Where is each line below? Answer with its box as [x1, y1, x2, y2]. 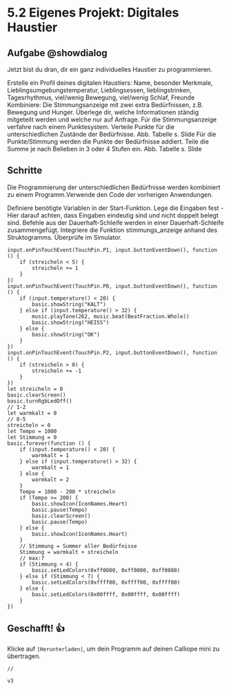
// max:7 [19, 555, 45, 562]
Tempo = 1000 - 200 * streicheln [19, 488, 116, 495]
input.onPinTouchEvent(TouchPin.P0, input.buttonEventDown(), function [7, 282, 217, 289]
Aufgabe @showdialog [7, 47, 108, 59]
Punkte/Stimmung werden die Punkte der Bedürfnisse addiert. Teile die [7, 137, 209, 146]
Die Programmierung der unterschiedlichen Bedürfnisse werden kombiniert [7, 183, 221, 191]
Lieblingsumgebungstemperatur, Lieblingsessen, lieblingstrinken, [7, 86, 192, 94]
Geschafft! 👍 [7, 623, 66, 635]
